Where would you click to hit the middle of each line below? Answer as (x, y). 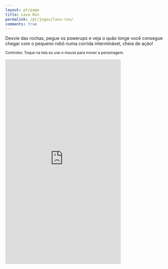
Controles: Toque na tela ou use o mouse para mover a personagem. (65, 53)
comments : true (21, 24)
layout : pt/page (22, 10)
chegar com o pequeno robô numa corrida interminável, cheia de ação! (79, 44)
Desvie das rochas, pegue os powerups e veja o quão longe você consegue (84, 38)
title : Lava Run (22, 15)
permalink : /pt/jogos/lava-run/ (39, 19)
